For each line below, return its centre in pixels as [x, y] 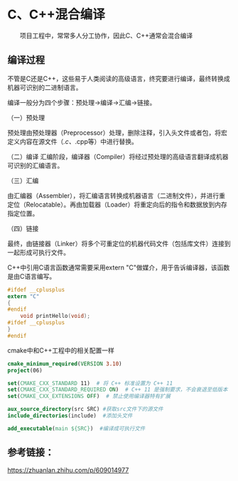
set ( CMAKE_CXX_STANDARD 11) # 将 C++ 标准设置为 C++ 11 [90, 383]
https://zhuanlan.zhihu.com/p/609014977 [68, 470]
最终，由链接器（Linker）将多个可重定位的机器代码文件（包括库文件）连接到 [119, 243]
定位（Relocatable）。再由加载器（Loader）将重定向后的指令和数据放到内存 [117, 204]
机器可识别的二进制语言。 [45, 87]
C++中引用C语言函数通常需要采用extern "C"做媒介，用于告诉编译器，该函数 [119, 267]
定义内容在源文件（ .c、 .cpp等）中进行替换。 [73, 141]
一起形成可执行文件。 [38, 252]
